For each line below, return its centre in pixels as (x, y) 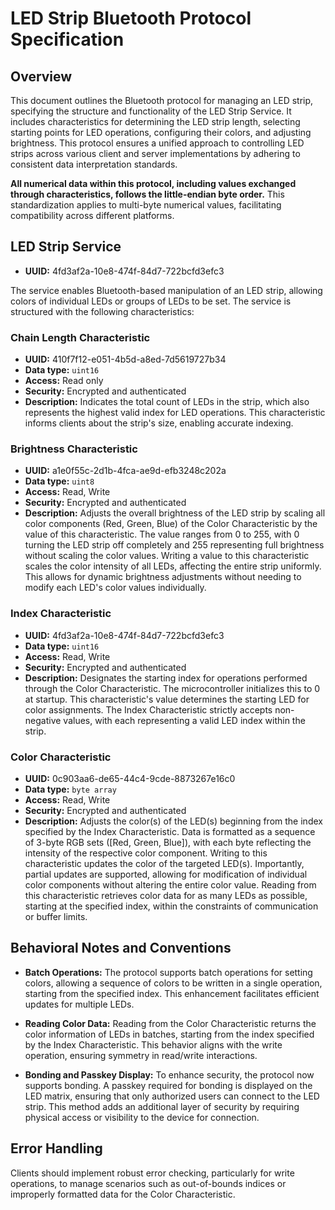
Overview (41, 76)
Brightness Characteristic (74, 449)
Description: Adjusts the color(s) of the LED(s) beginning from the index (173, 821)
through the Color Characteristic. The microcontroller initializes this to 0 (172, 688)
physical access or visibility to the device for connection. (142, 1117)
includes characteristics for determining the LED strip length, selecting (155, 121)
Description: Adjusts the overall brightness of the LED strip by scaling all (175, 513)
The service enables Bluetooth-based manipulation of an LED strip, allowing (166, 290)
